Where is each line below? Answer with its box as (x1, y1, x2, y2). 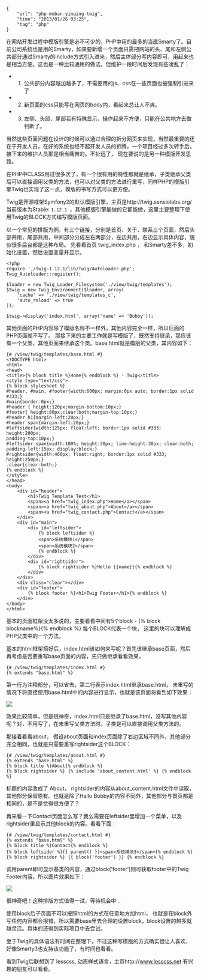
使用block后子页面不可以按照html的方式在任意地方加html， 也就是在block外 (6, 910, 193, 917)
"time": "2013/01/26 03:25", (17, 16, 90, 22)
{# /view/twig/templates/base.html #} (6, 351, 103, 357)
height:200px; (6, 430, 42, 436)
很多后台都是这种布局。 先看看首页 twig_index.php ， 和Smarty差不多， (11, 241, 188, 248)
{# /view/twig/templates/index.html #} (6, 664, 106, 670)
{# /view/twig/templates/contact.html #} (6, 832, 111, 838)
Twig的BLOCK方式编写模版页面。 (11, 213, 94, 220)
